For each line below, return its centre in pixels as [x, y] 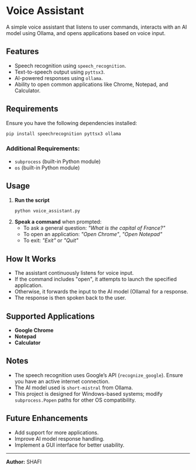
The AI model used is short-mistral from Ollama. [73, 388]
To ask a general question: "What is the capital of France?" [94, 228]
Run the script [32, 200]
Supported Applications [50, 316]
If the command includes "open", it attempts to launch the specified [95, 279]
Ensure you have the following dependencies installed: [71, 123]
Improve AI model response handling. [60, 438]
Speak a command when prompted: [58, 222]
